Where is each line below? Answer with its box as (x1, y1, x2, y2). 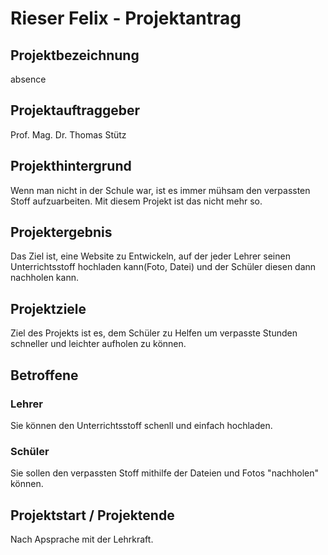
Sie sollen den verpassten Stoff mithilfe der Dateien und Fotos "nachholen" (10, 467, 320, 479)
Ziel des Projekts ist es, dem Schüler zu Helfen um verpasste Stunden (10, 327, 298, 339)
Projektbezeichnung (10, 47, 140, 64)
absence (10, 73, 47, 85)
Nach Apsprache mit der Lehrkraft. (10, 533, 154, 546)
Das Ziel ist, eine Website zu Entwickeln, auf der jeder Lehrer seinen (10, 250, 291, 262)
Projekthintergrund (10, 158, 132, 175)
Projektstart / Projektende (10, 507, 175, 524)
